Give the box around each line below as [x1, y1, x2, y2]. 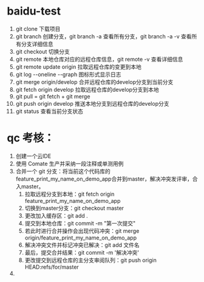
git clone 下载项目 [15, 25, 61, 32]
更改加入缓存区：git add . [24, 211, 89, 219]
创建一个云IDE [15, 152, 52, 159]
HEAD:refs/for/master [24, 263, 80, 270]
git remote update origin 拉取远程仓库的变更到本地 [15, 63, 141, 70]
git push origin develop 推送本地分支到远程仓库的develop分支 [15, 100, 169, 107]
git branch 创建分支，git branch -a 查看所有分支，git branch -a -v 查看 [15, 32, 192, 40]
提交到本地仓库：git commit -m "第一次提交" [24, 219, 136, 227]
